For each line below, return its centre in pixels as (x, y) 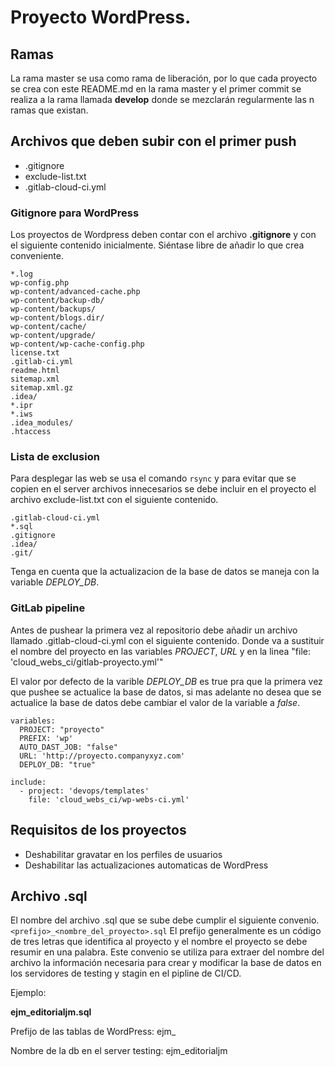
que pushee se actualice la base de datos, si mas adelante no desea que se (166, 692)
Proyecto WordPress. (101, 17)
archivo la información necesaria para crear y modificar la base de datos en (166, 963)
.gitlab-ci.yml (42, 362)
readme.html (35, 371)
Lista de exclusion (55, 457)
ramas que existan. (49, 110)
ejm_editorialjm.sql (51, 1012)
